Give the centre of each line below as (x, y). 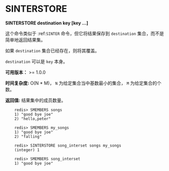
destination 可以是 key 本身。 (37, 61)
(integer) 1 (27, 150)
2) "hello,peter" (33, 119)
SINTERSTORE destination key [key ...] (47, 23)
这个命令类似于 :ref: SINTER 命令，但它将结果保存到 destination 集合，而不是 (84, 33)
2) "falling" (28, 136)
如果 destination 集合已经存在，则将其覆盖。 (53, 50)
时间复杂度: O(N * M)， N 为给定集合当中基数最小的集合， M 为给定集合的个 (83, 83)
